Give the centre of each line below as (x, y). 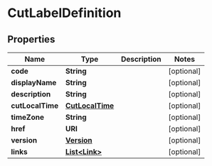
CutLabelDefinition (64, 13)
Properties (31, 39)
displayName (34, 83)
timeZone (28, 117)
